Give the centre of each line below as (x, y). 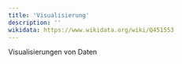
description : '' (35, 23)
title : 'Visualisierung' (49, 15)
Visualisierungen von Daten (53, 52)
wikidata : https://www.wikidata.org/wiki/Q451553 (91, 30)
